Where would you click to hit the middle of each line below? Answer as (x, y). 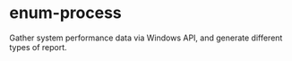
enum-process (66, 13)
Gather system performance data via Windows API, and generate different (146, 38)
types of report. (38, 47)
